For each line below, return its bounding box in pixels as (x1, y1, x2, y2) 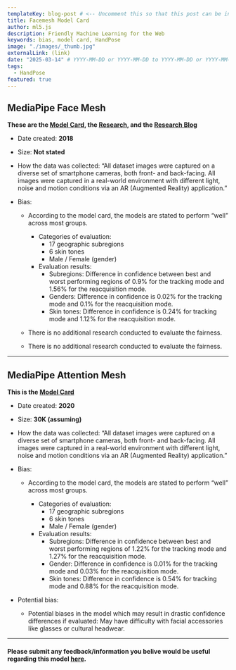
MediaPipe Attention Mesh (7, 369, 126, 381)
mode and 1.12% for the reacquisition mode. (48, 315, 176, 323)
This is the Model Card (7, 388, 75, 396)
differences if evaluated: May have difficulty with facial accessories (27, 617, 223, 625)
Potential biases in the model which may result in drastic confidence (27, 609, 225, 617)
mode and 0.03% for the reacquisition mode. (48, 567, 179, 575)
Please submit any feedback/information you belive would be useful (7, 647, 211, 655)
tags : (7, 63, 23, 70)
